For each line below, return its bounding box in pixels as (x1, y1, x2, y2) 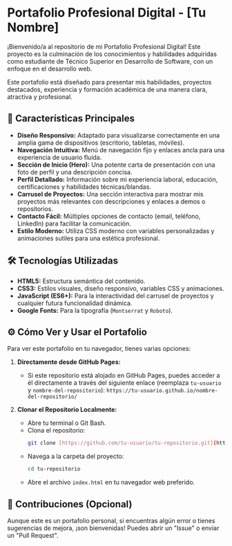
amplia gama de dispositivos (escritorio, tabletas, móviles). (17, 138, 185, 147)
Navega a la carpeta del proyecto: (27, 452, 124, 461)
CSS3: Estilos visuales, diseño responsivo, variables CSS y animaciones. (17, 284, 224, 292)
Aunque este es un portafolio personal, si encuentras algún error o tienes (7, 516, 215, 525)
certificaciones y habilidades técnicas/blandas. (17, 182, 152, 191)
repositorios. (17, 204, 54, 212)
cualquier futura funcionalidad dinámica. (17, 299, 133, 307)
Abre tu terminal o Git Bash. (27, 419, 106, 427)
